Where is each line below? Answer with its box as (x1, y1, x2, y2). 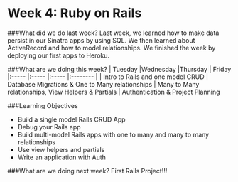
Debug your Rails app (17, 122, 81, 131)
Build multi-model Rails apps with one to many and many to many (17, 130, 210, 139)
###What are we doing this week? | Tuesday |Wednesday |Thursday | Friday (7, 65, 232, 73)
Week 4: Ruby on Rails (7, 5, 142, 21)
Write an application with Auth (17, 153, 107, 161)
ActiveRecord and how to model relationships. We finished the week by (7, 43, 216, 52)
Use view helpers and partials (17, 145, 105, 154)
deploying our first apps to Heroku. (7, 51, 110, 60)
